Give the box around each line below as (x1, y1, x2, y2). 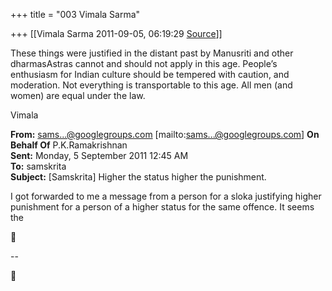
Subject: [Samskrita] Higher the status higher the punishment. (10, 171, 267, 183)
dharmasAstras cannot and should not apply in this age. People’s (10, 58, 278, 69)
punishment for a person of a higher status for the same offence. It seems (10, 201, 315, 213)
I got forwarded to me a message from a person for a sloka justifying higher (10, 190, 322, 202)
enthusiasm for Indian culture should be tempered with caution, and (10, 69, 290, 80)
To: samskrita (10, 160, 67, 172)
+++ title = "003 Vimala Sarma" (10, 9, 141, 20)
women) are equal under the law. (10, 90, 146, 101)
